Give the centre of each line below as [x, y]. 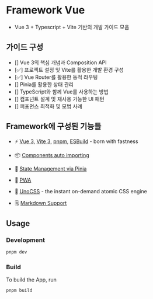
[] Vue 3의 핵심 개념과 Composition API [60, 62]
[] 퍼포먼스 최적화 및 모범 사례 [48, 106]
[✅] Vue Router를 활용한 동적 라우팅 [56, 77]
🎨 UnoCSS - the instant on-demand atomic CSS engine [81, 191]
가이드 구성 [25, 47]
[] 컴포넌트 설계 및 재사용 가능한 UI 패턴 [59, 99]
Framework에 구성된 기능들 [54, 126]
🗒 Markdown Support [41, 203]
